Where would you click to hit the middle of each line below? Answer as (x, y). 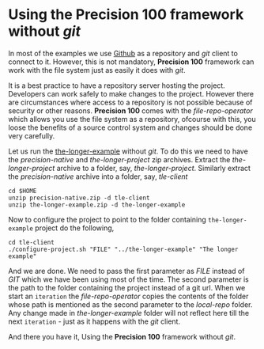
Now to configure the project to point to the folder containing (107, 219)
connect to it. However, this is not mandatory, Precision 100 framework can (131, 62)
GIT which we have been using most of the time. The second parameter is (128, 279)
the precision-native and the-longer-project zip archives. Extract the (119, 159)
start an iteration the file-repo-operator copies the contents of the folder (128, 296)
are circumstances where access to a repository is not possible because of (130, 102)
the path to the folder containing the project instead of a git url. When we (127, 287)
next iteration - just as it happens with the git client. (94, 321)
